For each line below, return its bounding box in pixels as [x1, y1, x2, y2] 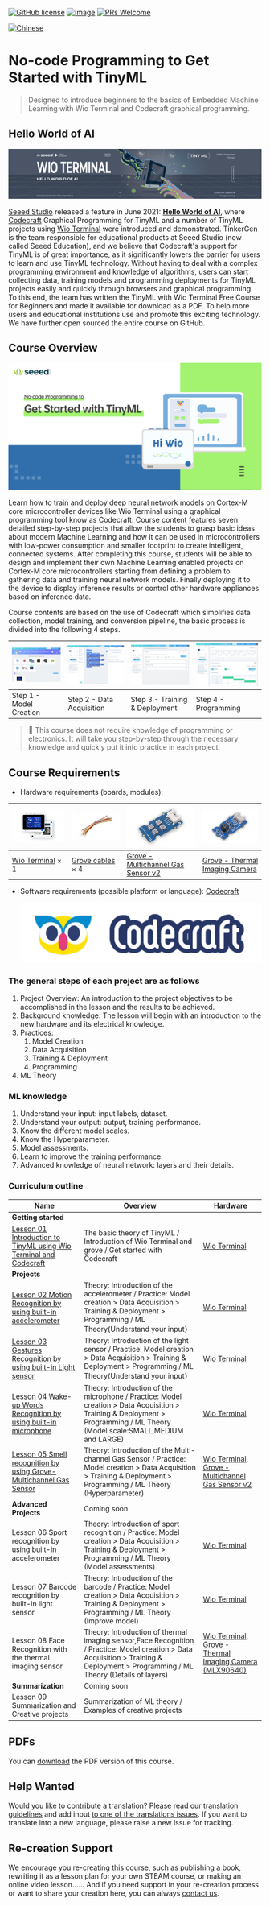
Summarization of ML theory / [84, 1696, 183, 1706]
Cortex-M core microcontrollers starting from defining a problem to [8, 566, 231, 576]
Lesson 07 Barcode [11, 1581, 77, 1591]
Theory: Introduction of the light [84, 1336, 189, 1346]
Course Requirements [8, 766, 121, 779]
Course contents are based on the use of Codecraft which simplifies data [8, 608, 251, 618]
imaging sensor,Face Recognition [84, 1635, 194, 1645]
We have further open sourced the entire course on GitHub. [8, 318, 206, 328]
